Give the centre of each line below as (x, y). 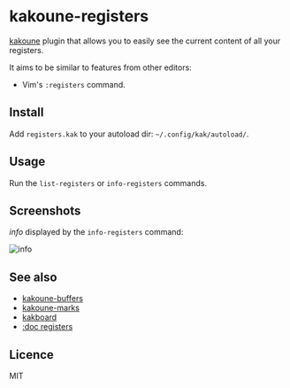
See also (33, 277)
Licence (32, 355)
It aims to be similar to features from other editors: (100, 67)
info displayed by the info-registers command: (96, 232)
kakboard (39, 317)
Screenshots (45, 210)
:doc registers (47, 327)
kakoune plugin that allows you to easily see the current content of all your (145, 41)
